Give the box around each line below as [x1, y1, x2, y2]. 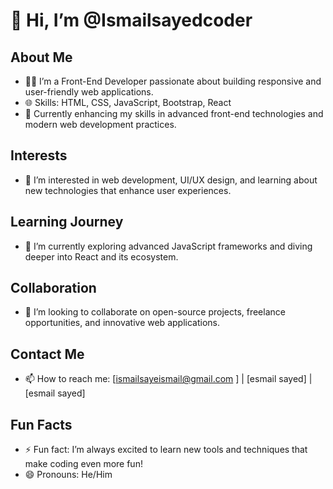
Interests [10, 147, 68, 164]
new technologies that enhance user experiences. [24, 184, 232, 196]
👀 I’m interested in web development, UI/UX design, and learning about [24, 174, 318, 186]
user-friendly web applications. [24, 86, 154, 98]
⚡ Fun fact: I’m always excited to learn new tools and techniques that [24, 444, 308, 456]
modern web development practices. [24, 119, 177, 130]
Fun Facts [10, 416, 73, 433]
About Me [10, 49, 73, 66]
